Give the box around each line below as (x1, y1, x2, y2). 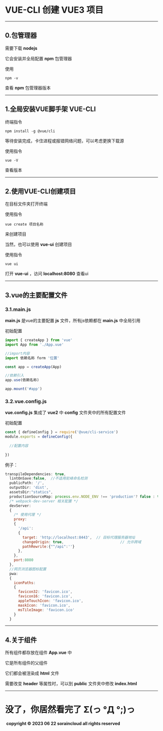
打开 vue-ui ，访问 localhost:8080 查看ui (5, 271, 89, 277)
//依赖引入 (5, 373, 24, 378)
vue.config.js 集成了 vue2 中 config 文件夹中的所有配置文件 (5, 410, 126, 416)
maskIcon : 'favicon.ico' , (17, 603, 70, 608)
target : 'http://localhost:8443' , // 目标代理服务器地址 (22, 535, 136, 540)
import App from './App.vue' (5, 342, 64, 347)
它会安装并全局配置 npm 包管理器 (5, 56, 72, 61)
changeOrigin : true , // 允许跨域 (22, 539, 142, 544)
